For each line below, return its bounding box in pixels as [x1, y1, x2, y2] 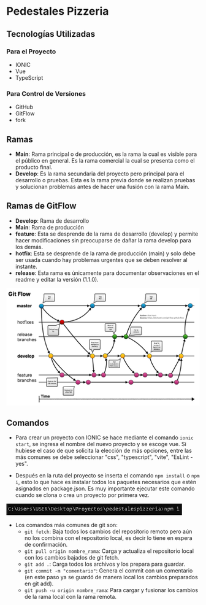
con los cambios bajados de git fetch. [24, 554, 120, 561]
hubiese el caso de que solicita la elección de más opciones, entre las [15, 447, 192, 455]
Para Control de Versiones [6, 89, 86, 98]
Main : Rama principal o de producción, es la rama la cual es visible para [15, 150, 197, 158]
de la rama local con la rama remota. [24, 593, 117, 601]
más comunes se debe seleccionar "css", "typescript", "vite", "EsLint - [15, 453, 193, 461]
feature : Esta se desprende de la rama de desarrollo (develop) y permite [15, 230, 199, 237]
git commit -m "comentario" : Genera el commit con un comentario [24, 567, 193, 574]
